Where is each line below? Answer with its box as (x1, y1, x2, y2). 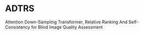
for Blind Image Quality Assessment (31, 24, 103, 30)
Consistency (5, 24, 30, 30)
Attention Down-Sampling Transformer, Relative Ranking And (5, 19, 128, 25)
